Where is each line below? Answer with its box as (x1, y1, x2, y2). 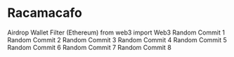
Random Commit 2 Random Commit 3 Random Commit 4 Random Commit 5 (7, 35, 227, 44)
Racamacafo (7, 5, 83, 21)
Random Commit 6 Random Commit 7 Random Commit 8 (7, 43, 172, 51)
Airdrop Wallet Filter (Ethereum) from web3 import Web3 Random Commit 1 (7, 28, 225, 37)
